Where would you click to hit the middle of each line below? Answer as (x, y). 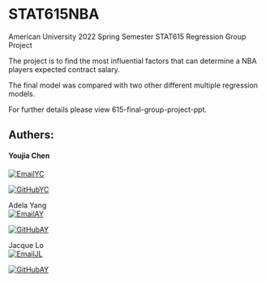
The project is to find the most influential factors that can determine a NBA (133, 61)
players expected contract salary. (64, 69)
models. (22, 93)
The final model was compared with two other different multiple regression (133, 85)
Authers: (31, 135)
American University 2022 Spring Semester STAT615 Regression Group (127, 36)
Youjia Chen (29, 156)
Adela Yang (28, 205)
